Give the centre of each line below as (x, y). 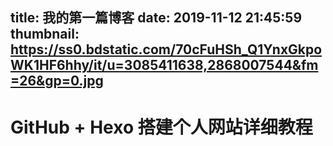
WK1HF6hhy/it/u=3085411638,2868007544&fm (164, 65)
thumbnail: (45, 34)
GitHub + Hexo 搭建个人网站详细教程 (161, 127)
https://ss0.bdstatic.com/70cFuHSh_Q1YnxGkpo (166, 49)
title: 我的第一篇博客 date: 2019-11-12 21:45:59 (156, 18)
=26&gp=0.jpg (57, 81)
